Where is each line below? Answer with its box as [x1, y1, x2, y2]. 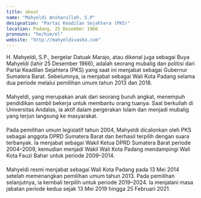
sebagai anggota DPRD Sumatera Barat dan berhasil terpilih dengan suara [6, 133, 190, 139]
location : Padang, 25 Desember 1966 [6, 25, 98, 32]
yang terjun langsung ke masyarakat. [6, 112, 98, 120]
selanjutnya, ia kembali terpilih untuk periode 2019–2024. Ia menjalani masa [6, 179, 194, 186]
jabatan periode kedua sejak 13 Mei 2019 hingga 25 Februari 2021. [6, 185, 170, 192]
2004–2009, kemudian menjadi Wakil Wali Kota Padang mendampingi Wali [6, 145, 191, 153]
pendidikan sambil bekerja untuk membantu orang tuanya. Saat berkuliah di [6, 100, 194, 106]
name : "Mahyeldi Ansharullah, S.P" [6, 14, 96, 21]
